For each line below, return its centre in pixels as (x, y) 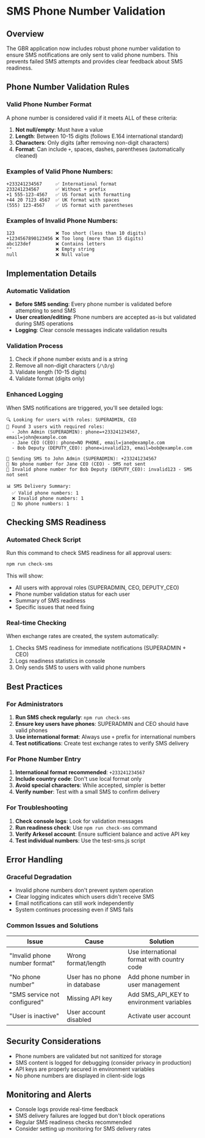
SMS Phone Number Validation (86, 11)
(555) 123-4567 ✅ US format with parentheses (70, 205)
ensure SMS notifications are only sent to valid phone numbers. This (92, 55)
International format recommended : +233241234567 (80, 772)
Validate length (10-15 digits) (51, 372)
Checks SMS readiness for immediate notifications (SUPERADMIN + (101, 648)
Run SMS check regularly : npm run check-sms (73, 717)
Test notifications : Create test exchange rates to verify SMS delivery (102, 744)
